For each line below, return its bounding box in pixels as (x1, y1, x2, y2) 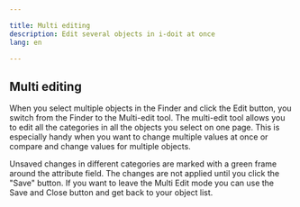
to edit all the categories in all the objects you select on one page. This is (9, 122, 280, 133)
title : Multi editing (9, 21, 91, 30)
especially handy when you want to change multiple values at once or (9, 131, 268, 142)
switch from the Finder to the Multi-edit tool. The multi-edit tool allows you (9, 112, 286, 123)
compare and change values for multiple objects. (9, 141, 191, 152)
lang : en (9, 38, 42, 47)
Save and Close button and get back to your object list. (9, 187, 214, 198)
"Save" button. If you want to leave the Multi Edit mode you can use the (9, 177, 275, 189)
